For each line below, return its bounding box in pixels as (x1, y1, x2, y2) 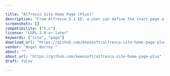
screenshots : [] (5, 21, 39, 26)
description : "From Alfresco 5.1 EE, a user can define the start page (5, 16, 159, 22)
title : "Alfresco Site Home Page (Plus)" (5, 12, 94, 17)
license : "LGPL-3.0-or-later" (5, 31, 69, 36)
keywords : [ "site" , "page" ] (5, 35, 65, 40)
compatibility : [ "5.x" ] (5, 26, 56, 31)
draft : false (5, 58, 33, 63)
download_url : (5, 40, 35, 45)
